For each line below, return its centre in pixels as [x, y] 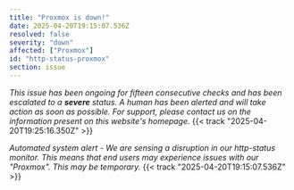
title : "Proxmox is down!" [59, 17]
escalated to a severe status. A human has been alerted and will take [138, 102]
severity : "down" [42, 42]
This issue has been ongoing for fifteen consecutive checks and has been [146, 92]
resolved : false [39, 34]
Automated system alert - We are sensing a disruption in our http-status [142, 147]
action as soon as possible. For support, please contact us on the [130, 112]
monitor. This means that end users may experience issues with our [134, 157]
